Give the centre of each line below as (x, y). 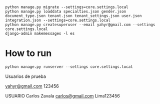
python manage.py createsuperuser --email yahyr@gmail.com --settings (80, 25)
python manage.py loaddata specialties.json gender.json (66, 12)
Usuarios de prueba (25, 76)
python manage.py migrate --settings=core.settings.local (67, 7)
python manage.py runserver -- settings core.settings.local (69, 67)
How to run (28, 54)
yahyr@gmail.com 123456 (32, 86)
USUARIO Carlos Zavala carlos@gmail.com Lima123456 (62, 95)
